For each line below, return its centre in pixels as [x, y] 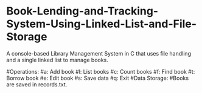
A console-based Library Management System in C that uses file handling [99, 53]
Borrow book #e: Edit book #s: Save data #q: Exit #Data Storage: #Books [98, 78]
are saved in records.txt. [37, 84]
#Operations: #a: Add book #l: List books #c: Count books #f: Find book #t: [101, 71]
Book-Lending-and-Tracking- [82, 11]
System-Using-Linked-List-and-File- [101, 24]
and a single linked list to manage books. [57, 60]
